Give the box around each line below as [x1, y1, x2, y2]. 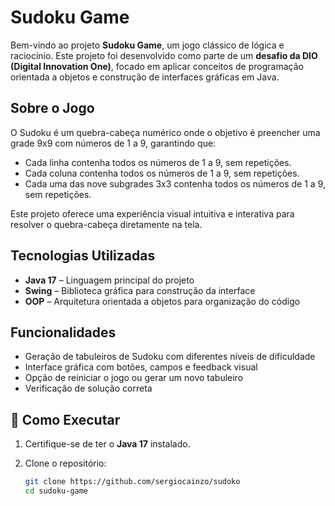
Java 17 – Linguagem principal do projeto [24, 274, 195, 286]
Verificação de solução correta [24, 382, 153, 395]
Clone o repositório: [24, 457, 107, 470]
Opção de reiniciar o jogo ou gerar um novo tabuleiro [24, 372, 244, 384]
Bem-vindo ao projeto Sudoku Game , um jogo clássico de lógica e [10, 39, 285, 51]
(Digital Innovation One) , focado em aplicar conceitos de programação [10, 60, 304, 72]
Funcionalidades [10, 324, 117, 341]
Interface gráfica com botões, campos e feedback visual [24, 361, 258, 373]
